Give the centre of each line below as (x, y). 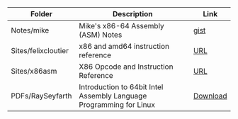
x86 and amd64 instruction (124, 46)
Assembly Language (113, 96)
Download (210, 96)
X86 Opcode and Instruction (126, 67)
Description (133, 14)
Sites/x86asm (34, 71)
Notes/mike (30, 30)
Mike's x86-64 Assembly (121, 26)
